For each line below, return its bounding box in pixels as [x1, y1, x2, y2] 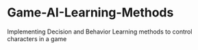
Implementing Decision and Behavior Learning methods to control [7, 27, 193, 36]
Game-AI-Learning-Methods [7, 5, 174, 21]
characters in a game [7, 34, 67, 42]
